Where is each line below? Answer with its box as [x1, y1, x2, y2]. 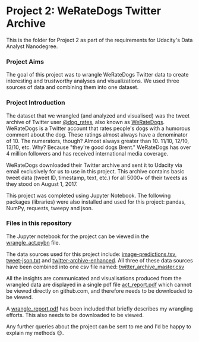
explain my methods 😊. [6, 329, 64, 336]
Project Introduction [6, 99, 65, 107]
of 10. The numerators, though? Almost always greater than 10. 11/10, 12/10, [6, 137, 189, 144]
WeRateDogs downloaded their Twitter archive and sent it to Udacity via [6, 161, 182, 169]
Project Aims [6, 58, 45, 66]
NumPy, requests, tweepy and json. [6, 204, 93, 211]
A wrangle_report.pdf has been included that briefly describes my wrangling [6, 305, 193, 312]
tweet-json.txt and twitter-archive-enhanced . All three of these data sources [6, 256, 193, 264]
